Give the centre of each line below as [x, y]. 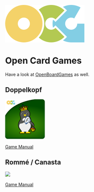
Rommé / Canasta [33, 163]
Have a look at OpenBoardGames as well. [47, 74]
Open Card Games [44, 61]
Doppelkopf [23, 90]
